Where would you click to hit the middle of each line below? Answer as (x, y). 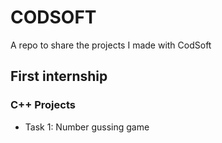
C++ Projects (43, 105)
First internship (59, 76)
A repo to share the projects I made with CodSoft (111, 45)
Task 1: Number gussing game (87, 127)
